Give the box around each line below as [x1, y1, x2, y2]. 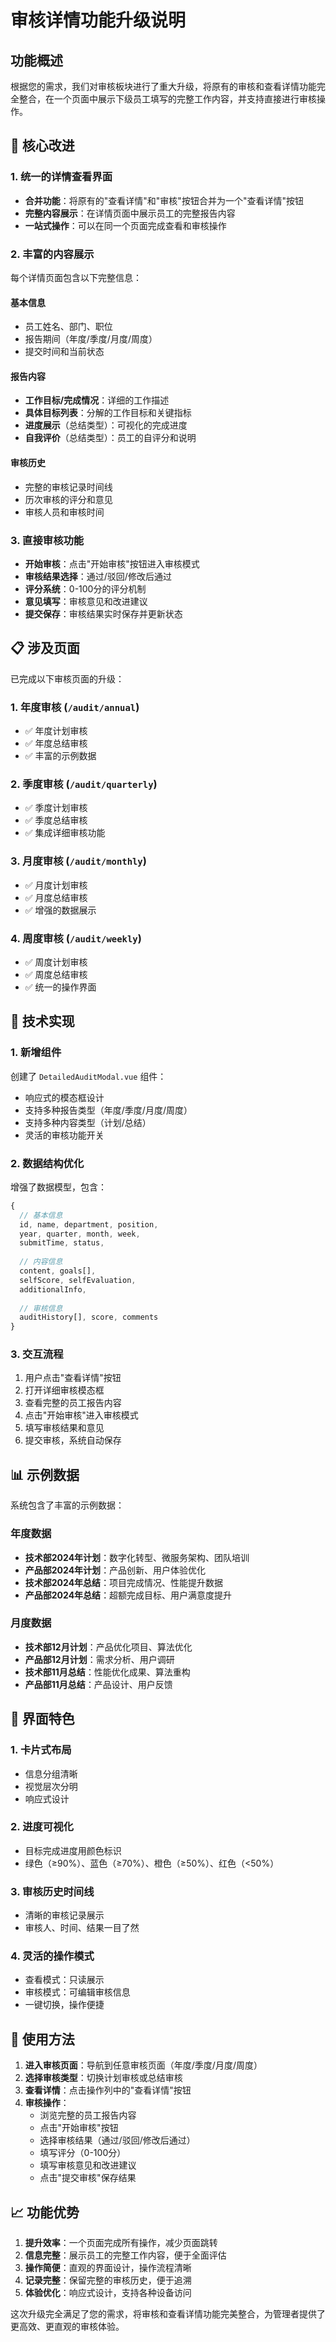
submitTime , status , [19, 1238, 105, 1248]
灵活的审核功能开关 [24, 1129, 105, 1141]
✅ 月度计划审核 [24, 879, 88, 891]
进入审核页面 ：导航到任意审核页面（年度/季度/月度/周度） [24, 2059, 263, 2071]
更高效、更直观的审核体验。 [10, 2321, 125, 2333]
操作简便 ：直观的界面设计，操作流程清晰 [24, 2262, 192, 2274]
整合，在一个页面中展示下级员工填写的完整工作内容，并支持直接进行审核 [18, 93, 317, 105]
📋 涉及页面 [10, 640, 81, 657]
